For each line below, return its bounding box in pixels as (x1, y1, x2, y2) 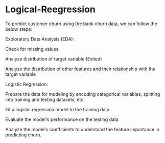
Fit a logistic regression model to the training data (5, 106, 110, 112)
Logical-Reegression (5, 4, 96, 15)
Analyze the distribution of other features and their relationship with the (5, 66, 156, 72)
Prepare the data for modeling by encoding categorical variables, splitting (5, 91, 160, 97)
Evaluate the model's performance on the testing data (5, 116, 119, 122)
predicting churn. (5, 132, 42, 138)
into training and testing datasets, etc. (5, 96, 85, 103)
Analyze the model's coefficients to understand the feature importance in (5, 126, 159, 132)
